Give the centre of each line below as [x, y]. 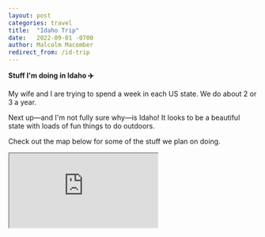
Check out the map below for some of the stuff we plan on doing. [114, 141]
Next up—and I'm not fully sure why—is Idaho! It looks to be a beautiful [124, 117]
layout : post [30, 15]
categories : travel [40, 23]
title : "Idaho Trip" [44, 30]
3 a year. [23, 102]
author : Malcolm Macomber [51, 45]
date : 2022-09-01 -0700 [51, 38]
